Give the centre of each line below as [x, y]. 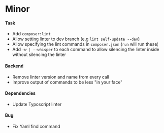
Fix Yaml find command [36, 126]
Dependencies [20, 93]
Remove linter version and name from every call [61, 77]
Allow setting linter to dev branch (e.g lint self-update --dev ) [76, 39]
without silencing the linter [39, 54]
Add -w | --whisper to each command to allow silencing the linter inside [86, 50]
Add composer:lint [31, 34]
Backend [14, 66]
